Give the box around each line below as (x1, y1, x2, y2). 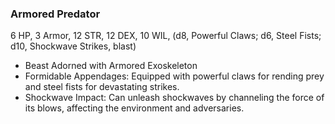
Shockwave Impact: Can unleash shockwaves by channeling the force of (24, 92, 325, 104)
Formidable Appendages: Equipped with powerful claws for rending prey (24, 70, 325, 82)
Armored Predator (10, 7, 101, 21)
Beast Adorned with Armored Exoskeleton (24, 60, 198, 72)
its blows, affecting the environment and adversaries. (24, 102, 245, 114)
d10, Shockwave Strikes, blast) (10, 40, 137, 52)
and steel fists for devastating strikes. (24, 81, 180, 93)
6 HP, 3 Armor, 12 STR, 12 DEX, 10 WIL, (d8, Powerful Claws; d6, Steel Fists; (10, 30, 322, 42)
